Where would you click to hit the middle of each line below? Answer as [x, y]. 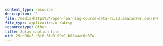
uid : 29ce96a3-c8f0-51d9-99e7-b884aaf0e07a [50, 36]
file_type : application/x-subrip [39, 23]
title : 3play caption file [32, 32]
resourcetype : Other [26, 27]
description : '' [21, 14]
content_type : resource [29, 9]
